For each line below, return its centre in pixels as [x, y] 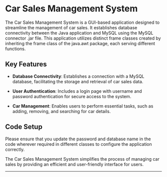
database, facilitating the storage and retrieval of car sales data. [78, 81]
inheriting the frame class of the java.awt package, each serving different [80, 43]
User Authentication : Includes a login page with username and [77, 91]
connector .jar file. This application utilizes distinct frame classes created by [83, 38]
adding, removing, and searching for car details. [61, 111]
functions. [15, 49]
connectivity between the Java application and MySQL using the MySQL [79, 33]
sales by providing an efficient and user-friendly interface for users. [75, 164]
